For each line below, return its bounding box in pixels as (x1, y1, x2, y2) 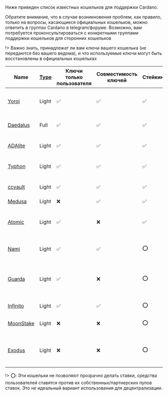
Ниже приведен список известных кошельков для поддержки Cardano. (5, 5, 158, 10)
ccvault (7, 184, 25, 190)
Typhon (7, 163, 26, 170)
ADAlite (7, 142, 25, 149)
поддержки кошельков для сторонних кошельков (5, 35, 111, 41)
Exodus (7, 347, 25, 353)
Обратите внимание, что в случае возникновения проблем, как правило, (5, 14, 162, 20)
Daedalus (7, 122, 30, 128)
